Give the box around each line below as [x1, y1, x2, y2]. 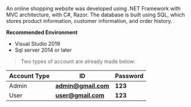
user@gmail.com [55, 91, 105, 99]
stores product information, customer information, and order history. [6, 18, 173, 24]
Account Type [9, 72, 50, 80]
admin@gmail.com [55, 82, 109, 90]
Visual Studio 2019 [14, 41, 60, 47]
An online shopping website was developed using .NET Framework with [6, 5, 181, 12]
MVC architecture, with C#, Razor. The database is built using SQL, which [6, 11, 185, 18]
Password [115, 72, 144, 80]
